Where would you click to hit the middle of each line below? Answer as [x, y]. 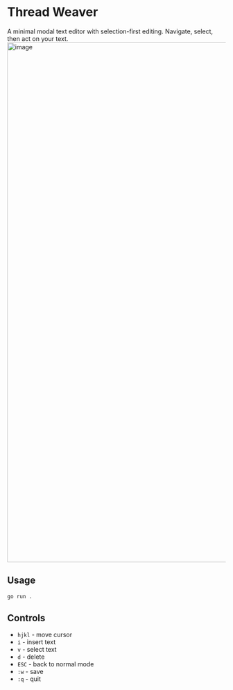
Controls [26, 618]
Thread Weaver [53, 12]
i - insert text [36, 642]
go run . [20, 596]
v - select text [37, 650]
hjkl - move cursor [45, 635]
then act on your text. [38, 38]
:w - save [30, 672]
